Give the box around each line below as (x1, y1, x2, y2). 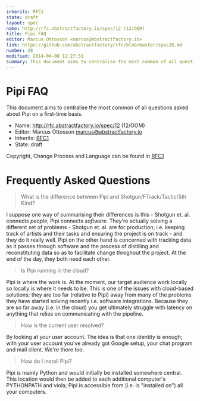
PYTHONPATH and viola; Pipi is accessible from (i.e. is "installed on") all (6, 382, 183, 389)
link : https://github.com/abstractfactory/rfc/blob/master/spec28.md (6, 42, 183, 48)
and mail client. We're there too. (6, 346, 85, 353)
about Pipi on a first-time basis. (6, 110, 83, 118)
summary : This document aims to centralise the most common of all (6, 58, 177, 64)
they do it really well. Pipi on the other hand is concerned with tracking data (6, 236, 192, 243)
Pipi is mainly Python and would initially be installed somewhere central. (6, 369, 183, 377)
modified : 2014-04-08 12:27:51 (6, 53, 84, 59)
